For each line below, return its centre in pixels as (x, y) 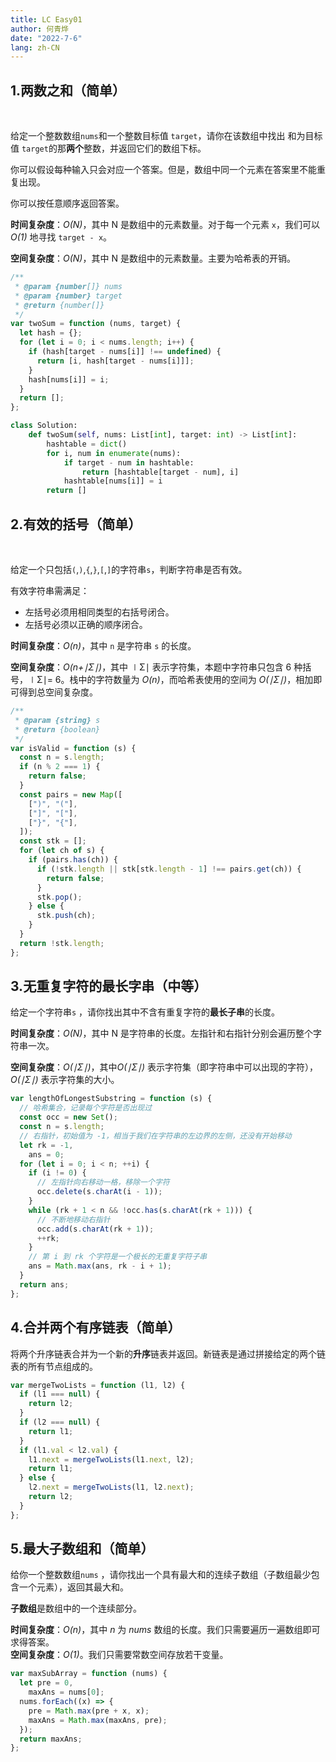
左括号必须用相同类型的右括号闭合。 (99, 612)
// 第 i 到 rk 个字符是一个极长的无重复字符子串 (118, 1257)
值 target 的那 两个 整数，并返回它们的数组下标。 (108, 148)
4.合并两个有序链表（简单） (96, 1327)
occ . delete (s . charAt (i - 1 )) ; (99, 1192)
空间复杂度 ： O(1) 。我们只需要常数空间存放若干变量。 (119, 1655)
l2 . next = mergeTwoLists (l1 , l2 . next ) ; (111, 1487)
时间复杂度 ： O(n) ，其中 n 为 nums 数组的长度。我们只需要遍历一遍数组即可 (165, 1630)
